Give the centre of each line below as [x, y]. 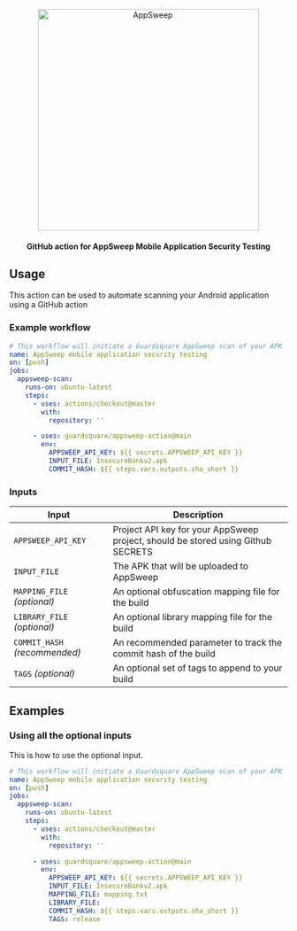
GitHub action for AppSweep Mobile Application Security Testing [148, 246]
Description [198, 515]
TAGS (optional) [44, 674]
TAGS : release [74, 919]
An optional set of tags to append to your [198, 668]
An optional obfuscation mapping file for [196, 592]
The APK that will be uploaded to [181, 566]
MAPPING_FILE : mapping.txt [98, 895]
